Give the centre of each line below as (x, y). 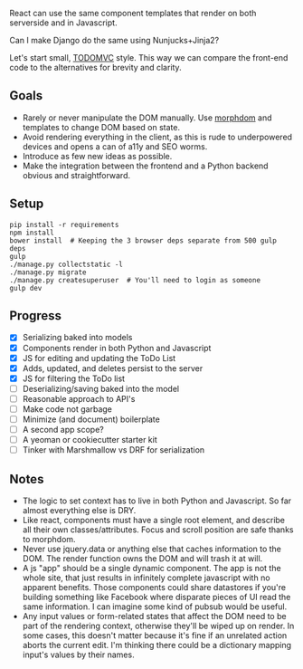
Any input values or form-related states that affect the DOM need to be (154, 616)
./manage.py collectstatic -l (66, 264)
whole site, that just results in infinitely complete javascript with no (146, 578)
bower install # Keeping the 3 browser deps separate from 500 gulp (143, 240)
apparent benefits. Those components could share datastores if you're (154, 587)
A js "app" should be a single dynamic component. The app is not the (152, 568)
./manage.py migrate (48, 272)
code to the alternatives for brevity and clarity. (96, 67)
